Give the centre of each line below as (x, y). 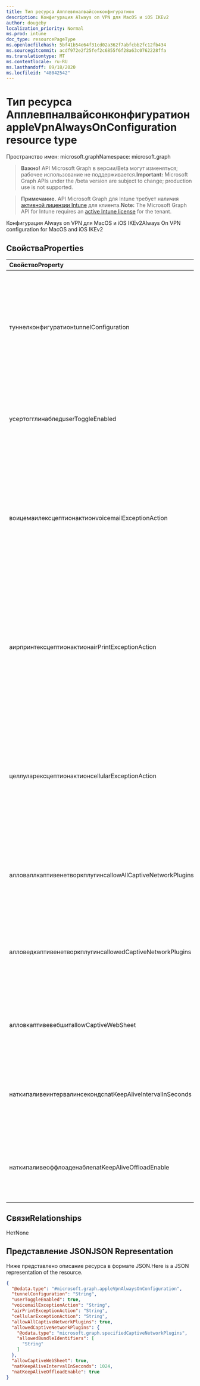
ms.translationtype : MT (36, 56)
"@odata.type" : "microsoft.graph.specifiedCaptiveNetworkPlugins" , (102, 1333)
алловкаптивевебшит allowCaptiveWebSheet (73, 1025)
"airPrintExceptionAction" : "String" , (60, 1311)
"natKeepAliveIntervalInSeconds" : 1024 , (62, 1366)
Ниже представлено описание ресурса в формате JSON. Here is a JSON (98, 1266)
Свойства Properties (45, 248)
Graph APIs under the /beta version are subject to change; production (106, 181)
